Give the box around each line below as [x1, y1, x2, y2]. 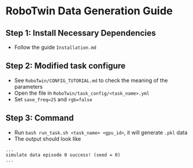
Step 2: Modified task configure [5, 61, 126, 71]
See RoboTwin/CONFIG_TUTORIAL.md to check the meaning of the [14, 76, 168, 84]
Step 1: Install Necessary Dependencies [5, 28, 156, 38]
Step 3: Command [5, 113, 74, 123]
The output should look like [14, 135, 82, 142]
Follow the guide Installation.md [14, 43, 96, 51]
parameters [14, 83, 43, 90]
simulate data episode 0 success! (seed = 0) [5, 152, 120, 158]
